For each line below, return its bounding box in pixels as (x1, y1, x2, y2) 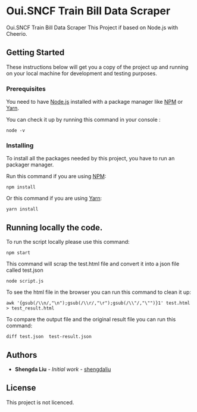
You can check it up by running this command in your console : (6, 116, 161, 123)
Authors (6, 350, 37, 360)
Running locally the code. (6, 222, 103, 233)
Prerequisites (6, 85, 46, 93)
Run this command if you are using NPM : (6, 173, 107, 180)
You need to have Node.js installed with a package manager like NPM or (6, 98, 183, 106)
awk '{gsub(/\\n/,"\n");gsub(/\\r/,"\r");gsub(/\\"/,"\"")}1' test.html (6, 300, 190, 306)
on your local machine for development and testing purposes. (6, 70, 158, 77)
